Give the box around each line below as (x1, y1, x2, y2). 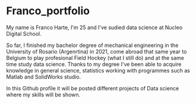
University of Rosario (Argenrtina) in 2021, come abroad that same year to (6, 48, 187, 55)
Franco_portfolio (6, 4, 90, 18)
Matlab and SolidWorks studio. (6, 73, 81, 80)
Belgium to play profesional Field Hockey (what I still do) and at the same (6, 54, 185, 61)
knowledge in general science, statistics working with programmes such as (6, 67, 190, 74)
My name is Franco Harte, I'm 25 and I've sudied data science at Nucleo (6, 24, 183, 31)
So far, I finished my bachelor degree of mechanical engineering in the (6, 42, 179, 49)
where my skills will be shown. (6, 91, 81, 98)
